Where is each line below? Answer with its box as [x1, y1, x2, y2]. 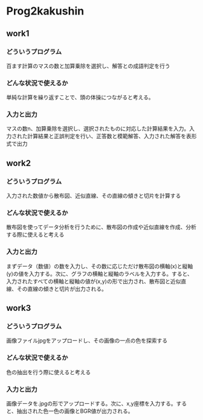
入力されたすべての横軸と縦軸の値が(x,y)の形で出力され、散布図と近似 [6, 278, 181, 285]
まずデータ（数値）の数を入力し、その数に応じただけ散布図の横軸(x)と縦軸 [6, 262, 193, 270]
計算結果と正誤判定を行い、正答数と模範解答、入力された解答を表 [27, 133, 192, 140]
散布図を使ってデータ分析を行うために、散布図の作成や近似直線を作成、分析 [6, 223, 196, 231]
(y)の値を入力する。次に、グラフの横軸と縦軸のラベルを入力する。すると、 [6, 270, 193, 277]
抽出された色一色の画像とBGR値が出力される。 [16, 407, 134, 415]
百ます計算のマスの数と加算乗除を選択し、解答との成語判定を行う [6, 62, 170, 69]
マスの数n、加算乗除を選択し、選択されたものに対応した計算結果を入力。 [6, 125, 190, 132]
